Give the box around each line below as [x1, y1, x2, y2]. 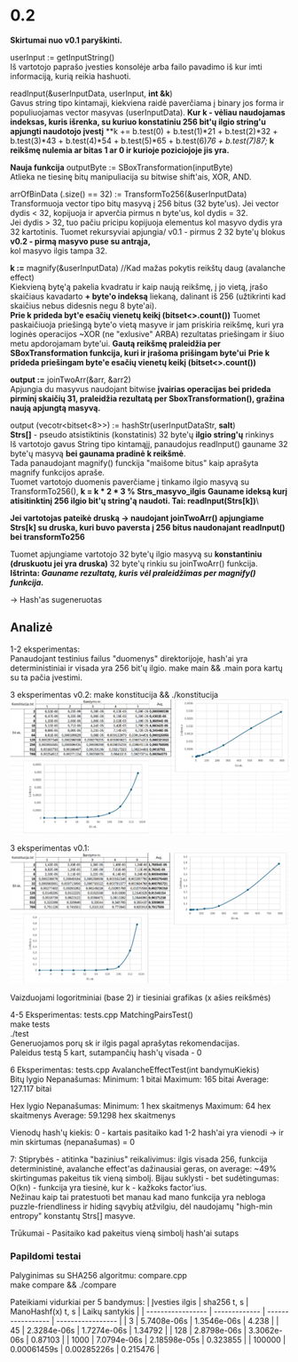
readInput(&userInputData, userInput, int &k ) [10, 88, 173, 99]
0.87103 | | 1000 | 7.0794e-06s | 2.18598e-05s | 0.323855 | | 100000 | [30, 1334, 286, 1345]
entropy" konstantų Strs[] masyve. [10, 1211, 136, 1222]
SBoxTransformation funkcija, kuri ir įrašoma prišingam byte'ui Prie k [10, 348, 270, 358]
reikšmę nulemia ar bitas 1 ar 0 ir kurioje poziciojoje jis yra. [10, 144, 230, 156]
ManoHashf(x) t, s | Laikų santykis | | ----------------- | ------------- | [10, 1306, 265, 1317]
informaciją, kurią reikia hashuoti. [10, 70, 131, 81]
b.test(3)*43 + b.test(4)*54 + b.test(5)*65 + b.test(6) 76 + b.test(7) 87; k [10, 135, 274, 146]
